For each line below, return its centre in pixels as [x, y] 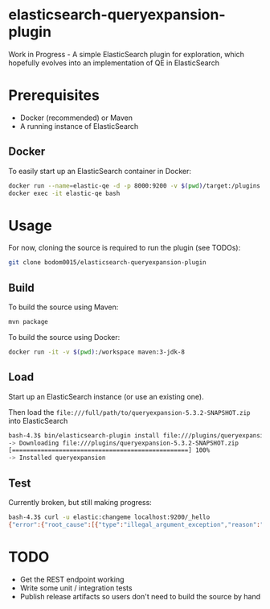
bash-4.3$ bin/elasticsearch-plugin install [84, 435]
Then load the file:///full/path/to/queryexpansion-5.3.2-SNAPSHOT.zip [129, 412]
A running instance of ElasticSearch [79, 126]
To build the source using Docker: [64, 337]
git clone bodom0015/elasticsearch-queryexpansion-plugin [107, 263]
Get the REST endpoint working [72, 579]
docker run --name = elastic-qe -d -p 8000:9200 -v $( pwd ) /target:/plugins [135, 186]
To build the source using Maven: [63, 307]
